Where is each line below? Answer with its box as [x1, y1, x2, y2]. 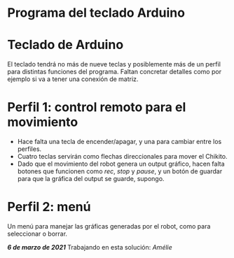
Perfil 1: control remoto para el [7, 99, 186, 115]
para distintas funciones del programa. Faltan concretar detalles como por [7, 68, 222, 76]
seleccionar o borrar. [7, 229, 68, 238]
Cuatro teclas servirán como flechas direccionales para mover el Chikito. [17, 152, 228, 161]
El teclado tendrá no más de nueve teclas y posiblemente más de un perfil [7, 60, 221, 69]
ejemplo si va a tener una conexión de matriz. [7, 75, 139, 83]
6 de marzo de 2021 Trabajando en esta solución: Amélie [7, 243, 173, 251]
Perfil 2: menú [7, 199, 91, 215]
